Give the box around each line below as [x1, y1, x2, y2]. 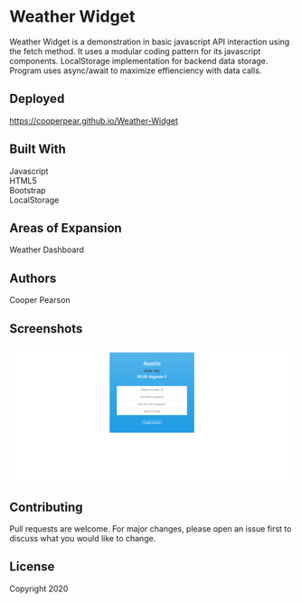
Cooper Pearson [9, 295, 71, 306]
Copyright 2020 [9, 583, 69, 594]
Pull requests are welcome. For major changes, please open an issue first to [9, 523, 292, 534]
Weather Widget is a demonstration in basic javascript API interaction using [9, 36, 290, 47]
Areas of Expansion [9, 220, 122, 236]
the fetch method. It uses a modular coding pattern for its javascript [9, 45, 261, 56]
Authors [9, 270, 57, 286]
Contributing [9, 499, 83, 514]
